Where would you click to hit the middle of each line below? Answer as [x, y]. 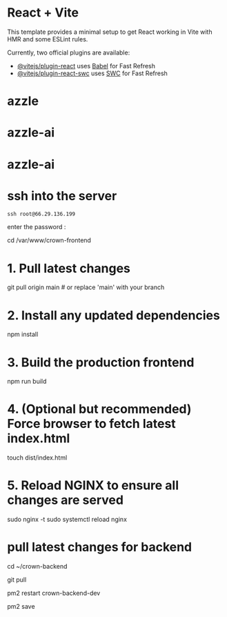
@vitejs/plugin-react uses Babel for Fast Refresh [86, 66]
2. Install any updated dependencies [114, 315]
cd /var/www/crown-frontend [49, 240]
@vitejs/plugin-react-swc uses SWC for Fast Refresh [92, 73]
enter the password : [37, 227]
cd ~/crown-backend [37, 567]
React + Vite [43, 13]
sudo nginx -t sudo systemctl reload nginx [67, 520]
